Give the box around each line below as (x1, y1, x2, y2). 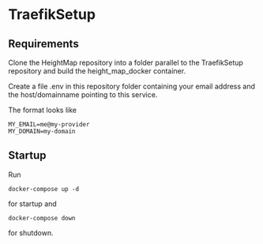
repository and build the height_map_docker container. (8, 66, 186, 76)
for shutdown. (8, 227, 54, 238)
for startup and (8, 199, 57, 208)
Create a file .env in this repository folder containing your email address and (8, 81, 255, 91)
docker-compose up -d (8, 185, 80, 193)
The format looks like (8, 105, 77, 114)
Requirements (8, 37, 79, 51)
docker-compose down (8, 214, 77, 222)
